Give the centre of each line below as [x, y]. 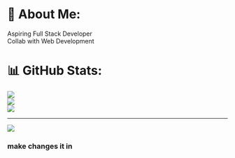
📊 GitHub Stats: [55, 71]
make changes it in [40, 146]
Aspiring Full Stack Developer [50, 34]
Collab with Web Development [51, 41]
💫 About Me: [44, 14]
